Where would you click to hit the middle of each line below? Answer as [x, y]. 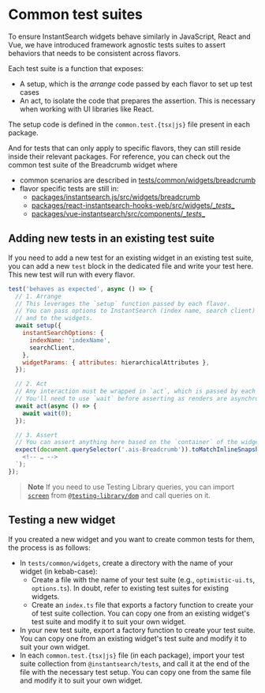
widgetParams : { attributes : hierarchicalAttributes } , [116, 362]
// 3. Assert [37, 435]
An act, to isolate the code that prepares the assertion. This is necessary [138, 100]
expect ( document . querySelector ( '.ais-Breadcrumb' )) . [104, 450]
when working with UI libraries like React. [87, 109]
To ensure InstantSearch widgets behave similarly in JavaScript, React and [129, 36]
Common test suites [76, 15]
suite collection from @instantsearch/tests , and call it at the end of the [134, 663]
